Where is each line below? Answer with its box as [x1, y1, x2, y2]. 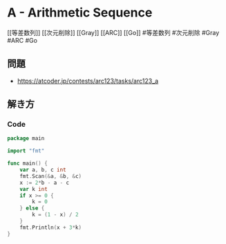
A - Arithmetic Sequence [7, 5, 153, 21]
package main [7, 135, 45, 142]
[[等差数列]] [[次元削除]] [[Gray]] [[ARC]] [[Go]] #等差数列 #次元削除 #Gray [7, 28, 220, 37]
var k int [19, 185, 48, 192]
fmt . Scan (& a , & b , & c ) [19, 172, 82, 180]
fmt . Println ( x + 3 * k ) [19, 224, 82, 231]
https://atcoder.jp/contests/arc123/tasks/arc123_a [17, 77, 159, 85]
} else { [19, 205, 45, 212]
